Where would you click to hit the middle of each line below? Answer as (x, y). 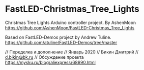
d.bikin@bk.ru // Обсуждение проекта (44, 57)
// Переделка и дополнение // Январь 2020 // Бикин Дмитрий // (72, 52)
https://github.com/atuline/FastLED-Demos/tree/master (61, 42)
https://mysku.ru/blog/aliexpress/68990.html (50, 62)
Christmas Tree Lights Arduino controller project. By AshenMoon (71, 23)
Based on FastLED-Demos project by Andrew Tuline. (58, 37)
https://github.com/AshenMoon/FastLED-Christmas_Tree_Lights (70, 27)
